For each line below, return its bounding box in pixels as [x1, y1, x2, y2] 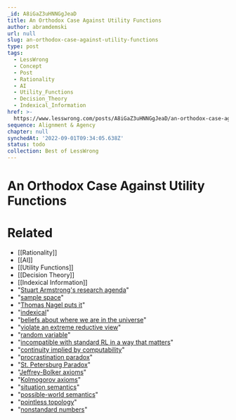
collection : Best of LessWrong [7, 148, 99, 155]
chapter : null [7, 128, 49, 135]
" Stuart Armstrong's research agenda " [17, 286, 130, 294]
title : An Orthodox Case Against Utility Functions [7, 17, 162, 24]
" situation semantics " [17, 383, 80, 391]
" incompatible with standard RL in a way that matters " [17, 338, 173, 347]
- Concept [13, 63, 42, 70]
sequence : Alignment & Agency [7, 121, 96, 129]
